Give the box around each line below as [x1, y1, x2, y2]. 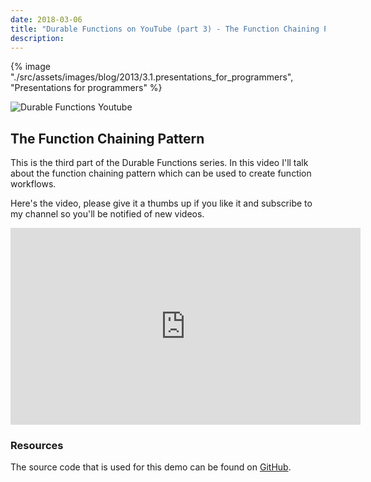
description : [10, 33, 65, 43]
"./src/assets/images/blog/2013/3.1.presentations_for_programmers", [10, 71, 294, 83]
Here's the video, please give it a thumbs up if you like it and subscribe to [10, 197, 313, 210]
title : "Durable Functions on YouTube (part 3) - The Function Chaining [10, 24, 320, 34]
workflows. [10, 178, 57, 190]
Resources [10, 439, 64, 453]
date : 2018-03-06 [10, 14, 83, 25]
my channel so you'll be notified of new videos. [10, 208, 205, 220]
